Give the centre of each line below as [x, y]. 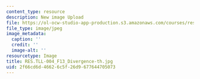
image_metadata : [26, 34]
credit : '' [25, 45]
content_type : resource [36, 12]
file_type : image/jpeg [34, 28]
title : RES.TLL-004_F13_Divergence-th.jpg [60, 61]
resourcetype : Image [32, 56]
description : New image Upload [45, 17]
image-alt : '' [29, 50]
